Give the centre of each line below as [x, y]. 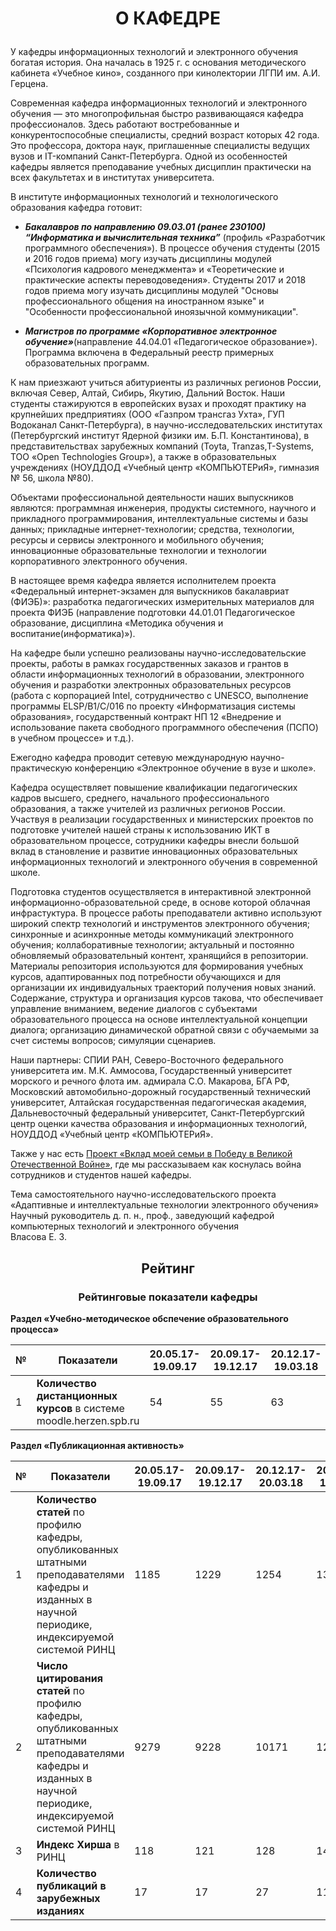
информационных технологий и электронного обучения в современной [164, 862]
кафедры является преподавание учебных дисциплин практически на [161, 167]
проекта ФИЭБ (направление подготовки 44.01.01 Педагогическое [153, 613]
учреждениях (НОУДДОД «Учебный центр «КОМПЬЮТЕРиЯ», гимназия [165, 468]
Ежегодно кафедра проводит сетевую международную [129, 758]
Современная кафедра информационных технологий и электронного [159, 103]
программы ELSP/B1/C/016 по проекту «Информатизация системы [153, 706]
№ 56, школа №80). [52, 478]
